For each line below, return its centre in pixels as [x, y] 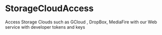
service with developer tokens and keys [45, 27]
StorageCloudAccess [49, 9]
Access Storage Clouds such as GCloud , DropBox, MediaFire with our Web [81, 22]
